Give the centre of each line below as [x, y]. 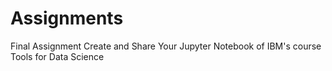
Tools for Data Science [57, 56]
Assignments [67, 18]
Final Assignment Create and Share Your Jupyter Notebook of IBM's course [166, 46]
